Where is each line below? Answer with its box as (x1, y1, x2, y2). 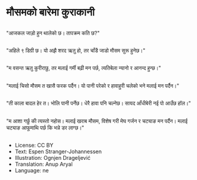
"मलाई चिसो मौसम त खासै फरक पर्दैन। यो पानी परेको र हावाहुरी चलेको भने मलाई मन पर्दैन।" (6, 82, 180, 89)
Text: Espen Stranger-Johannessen (14, 148, 102, 155)
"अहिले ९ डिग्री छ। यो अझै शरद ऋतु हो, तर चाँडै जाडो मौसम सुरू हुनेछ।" (6, 47, 146, 54)
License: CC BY (14, 141, 54, 149)
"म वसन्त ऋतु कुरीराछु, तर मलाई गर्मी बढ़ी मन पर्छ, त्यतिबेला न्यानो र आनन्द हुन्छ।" (6, 65, 161, 72)
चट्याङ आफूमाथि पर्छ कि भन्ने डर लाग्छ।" (6, 124, 85, 131)
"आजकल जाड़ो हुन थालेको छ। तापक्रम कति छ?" (6, 29, 100, 36)
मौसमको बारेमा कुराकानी (6, 5, 95, 19)
